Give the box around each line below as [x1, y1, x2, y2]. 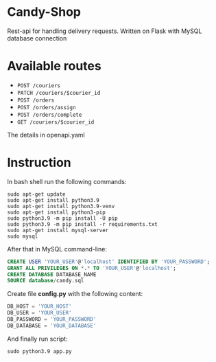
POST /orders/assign [16, 104, 76, 111]
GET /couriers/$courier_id [16, 118, 95, 126]
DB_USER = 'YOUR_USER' [7, 310, 72, 317]
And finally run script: [7, 335, 68, 343]
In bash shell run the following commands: [7, 177, 127, 185]
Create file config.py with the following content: [7, 290, 143, 298]
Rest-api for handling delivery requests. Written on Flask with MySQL [7, 27, 202, 35]
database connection [7, 34, 67, 42]
